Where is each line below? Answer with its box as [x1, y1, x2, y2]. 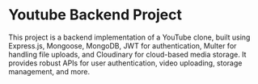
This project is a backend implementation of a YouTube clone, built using [8, 32, 251, 42]
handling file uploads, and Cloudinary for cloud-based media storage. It [8, 49, 247, 59]
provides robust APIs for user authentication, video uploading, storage [8, 58, 243, 68]
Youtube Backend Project [8, 6, 182, 24]
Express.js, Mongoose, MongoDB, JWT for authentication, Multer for [8, 40, 237, 50]
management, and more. [8, 66, 91, 76]
